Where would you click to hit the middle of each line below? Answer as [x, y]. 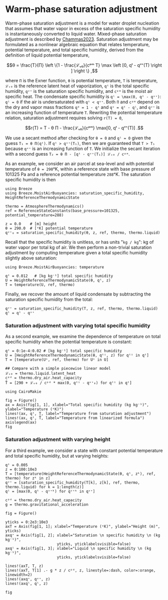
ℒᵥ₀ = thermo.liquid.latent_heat [41, 374]
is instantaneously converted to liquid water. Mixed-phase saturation [76, 34]
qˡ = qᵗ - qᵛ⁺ [20, 313]
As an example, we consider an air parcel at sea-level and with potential [79, 164]
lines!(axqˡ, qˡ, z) [27, 583]
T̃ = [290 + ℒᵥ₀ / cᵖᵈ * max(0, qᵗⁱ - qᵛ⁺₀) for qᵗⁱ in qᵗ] [68, 383]
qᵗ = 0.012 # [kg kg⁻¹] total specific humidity [59, 276]
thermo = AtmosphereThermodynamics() [45, 206]
